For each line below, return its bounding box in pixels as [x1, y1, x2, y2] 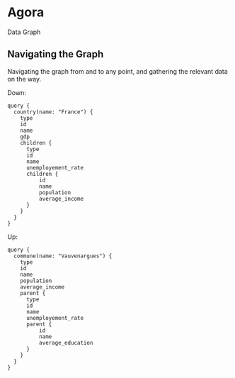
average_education [38, 339, 93, 346]
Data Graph [7, 28, 41, 36]
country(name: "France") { [13, 108, 93, 116]
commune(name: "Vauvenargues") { [13, 252, 113, 260]
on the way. [7, 74, 41, 83]
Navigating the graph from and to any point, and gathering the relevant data [7, 67, 228, 75]
